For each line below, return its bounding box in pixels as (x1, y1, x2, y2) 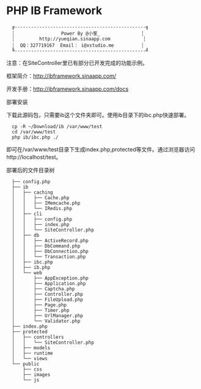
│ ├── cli (12, 211, 43, 217)
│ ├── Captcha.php (12, 285, 75, 292)
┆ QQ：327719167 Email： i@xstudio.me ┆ (12, 42, 145, 48)
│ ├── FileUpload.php (12, 296, 84, 303)
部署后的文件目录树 (6, 166, 55, 173)
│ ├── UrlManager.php (12, 312, 84, 319)
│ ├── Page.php (12, 301, 67, 308)
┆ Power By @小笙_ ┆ (12, 30, 145, 37)
